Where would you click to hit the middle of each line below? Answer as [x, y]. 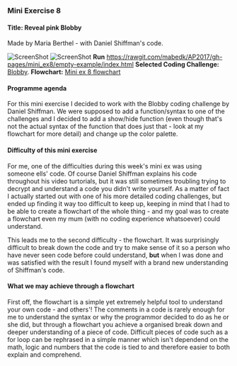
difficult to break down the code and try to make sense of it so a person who [119, 247]
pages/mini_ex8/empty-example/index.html [71, 64]
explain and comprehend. [45, 354]
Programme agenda [37, 88]
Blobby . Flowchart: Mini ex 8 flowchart [64, 72]
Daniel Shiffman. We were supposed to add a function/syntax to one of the [116, 111]
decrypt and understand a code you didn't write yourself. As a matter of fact [118, 188]
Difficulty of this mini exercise [52, 150]
